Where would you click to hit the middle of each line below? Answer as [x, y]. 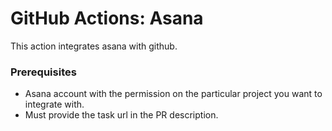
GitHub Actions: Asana [107, 18]
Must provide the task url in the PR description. [121, 115]
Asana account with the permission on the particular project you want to [173, 94]
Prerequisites [43, 72]
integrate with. [54, 104]
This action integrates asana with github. [94, 46]
